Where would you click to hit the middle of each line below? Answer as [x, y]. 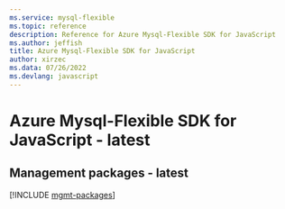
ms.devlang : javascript [54, 77]
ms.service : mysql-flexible [62, 18]
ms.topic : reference [48, 26]
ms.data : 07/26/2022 [48, 68]
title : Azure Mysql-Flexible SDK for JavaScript [102, 51]
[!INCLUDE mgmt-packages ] [62, 195]
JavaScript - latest [80, 140]
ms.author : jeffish [46, 43]
